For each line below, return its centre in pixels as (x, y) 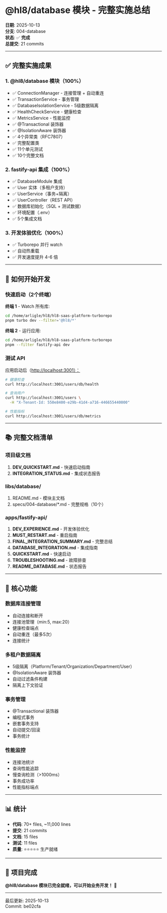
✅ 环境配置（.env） (32, 212)
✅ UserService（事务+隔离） (42, 194)
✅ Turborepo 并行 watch (38, 244)
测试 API (15, 358)
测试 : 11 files (25, 843)
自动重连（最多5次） (33, 634)
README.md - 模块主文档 (39, 498)
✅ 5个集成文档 (27, 219)
